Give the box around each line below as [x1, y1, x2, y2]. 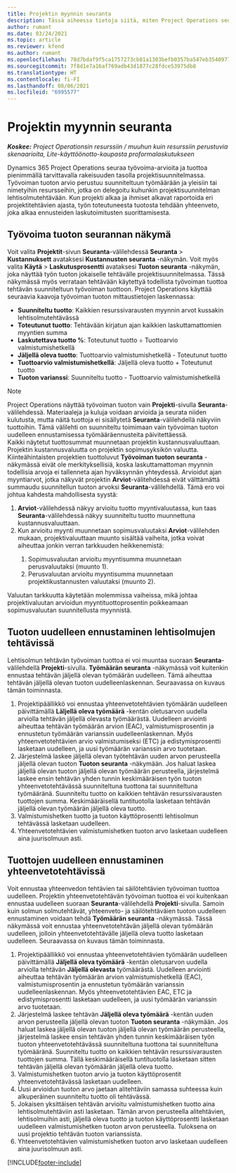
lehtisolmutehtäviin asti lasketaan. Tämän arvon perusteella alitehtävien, [17, 1107, 226, 1115]
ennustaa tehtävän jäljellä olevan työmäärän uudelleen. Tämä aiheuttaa [7, 671, 213, 679]
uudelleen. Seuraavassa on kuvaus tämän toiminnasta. [7, 937, 165, 945]
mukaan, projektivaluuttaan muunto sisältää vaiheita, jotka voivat [17, 533, 205, 542]
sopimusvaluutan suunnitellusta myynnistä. [7, 606, 132, 614]
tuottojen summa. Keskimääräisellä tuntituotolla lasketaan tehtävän [17, 797, 211, 805]
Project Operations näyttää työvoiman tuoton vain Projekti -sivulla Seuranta [7, 400, 225, 409]
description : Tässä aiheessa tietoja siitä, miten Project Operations [7, 17, 218, 24]
